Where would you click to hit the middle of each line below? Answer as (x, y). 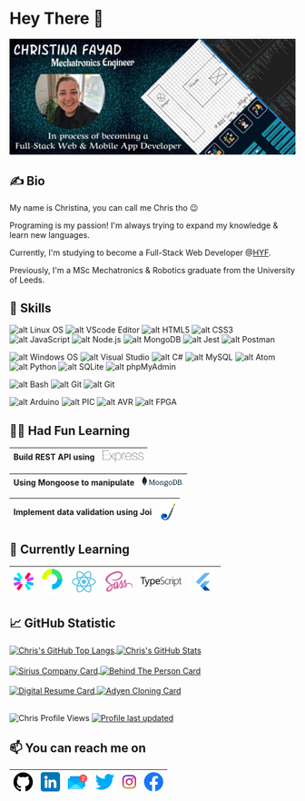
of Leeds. (27, 280)
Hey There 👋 (57, 19)
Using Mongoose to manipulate (74, 482)
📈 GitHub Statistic (63, 623)
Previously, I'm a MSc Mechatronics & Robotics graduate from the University (152, 270)
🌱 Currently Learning (69, 549)
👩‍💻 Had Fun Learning (69, 430)
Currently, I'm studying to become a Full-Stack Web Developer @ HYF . (140, 252)
